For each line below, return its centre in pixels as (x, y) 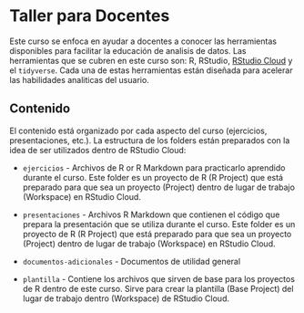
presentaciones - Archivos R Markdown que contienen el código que (151, 214)
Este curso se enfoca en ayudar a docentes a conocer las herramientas (143, 41)
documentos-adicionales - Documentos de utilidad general (132, 261)
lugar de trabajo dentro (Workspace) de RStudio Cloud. (126, 298)
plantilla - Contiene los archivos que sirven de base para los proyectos (159, 278)
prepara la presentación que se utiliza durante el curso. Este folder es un (159, 224)
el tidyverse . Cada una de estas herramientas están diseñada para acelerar (151, 70)
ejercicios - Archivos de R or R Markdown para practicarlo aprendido (154, 167)
